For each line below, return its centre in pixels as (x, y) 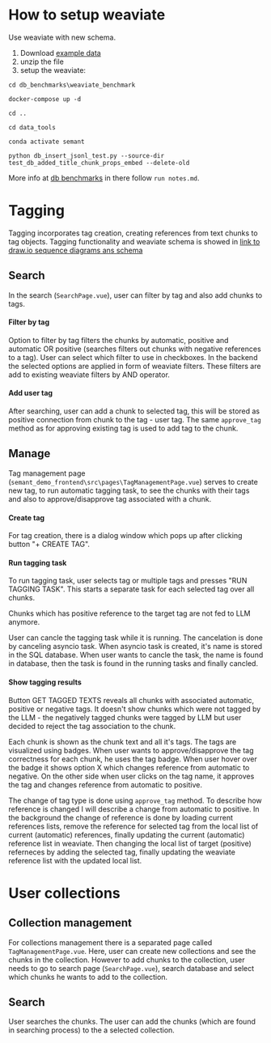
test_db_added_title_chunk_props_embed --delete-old (99, 163)
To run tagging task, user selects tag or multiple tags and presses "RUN (128, 581)
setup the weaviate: (53, 70)
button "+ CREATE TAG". (49, 545)
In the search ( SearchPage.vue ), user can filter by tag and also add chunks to (135, 295)
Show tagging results (45, 682)
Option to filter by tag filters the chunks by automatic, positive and (119, 340)
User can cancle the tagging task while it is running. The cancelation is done (135, 638)
